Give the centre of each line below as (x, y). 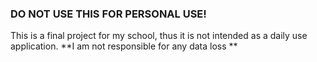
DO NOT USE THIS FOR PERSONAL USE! (108, 14)
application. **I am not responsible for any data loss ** (124, 46)
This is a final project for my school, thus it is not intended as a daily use (159, 36)
